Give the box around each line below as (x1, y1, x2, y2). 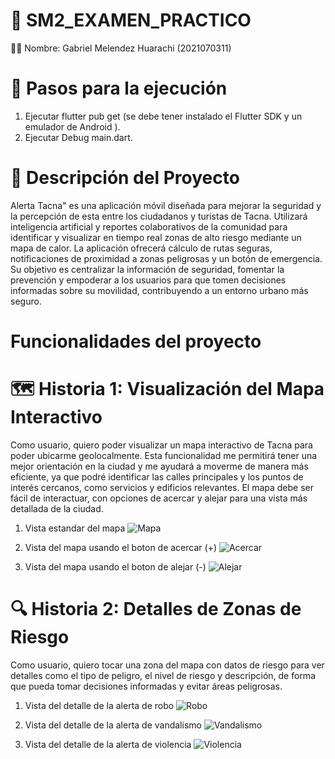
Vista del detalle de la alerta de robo (24, 699, 175, 711)
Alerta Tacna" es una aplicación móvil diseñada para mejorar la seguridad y (10, 199, 322, 211)
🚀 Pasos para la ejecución (10, 77, 228, 100)
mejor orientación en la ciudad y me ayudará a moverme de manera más (10, 460, 309, 472)
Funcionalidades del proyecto (10, 330, 262, 353)
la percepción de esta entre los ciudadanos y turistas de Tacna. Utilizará (10, 210, 308, 222)
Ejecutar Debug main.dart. (24, 131, 133, 143)
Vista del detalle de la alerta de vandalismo (24, 719, 202, 731)
